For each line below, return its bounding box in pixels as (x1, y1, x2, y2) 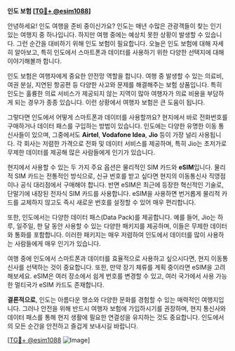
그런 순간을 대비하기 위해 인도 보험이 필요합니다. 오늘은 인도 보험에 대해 (16, 39, 211, 48)
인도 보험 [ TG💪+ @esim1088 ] (7, 7, 91, 15)
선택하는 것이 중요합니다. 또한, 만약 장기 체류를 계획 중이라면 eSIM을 (25, 263, 213, 271)
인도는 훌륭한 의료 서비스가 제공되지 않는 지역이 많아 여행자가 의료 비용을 (7, 89, 206, 98)
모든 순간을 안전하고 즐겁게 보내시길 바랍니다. (14, 322, 139, 330)
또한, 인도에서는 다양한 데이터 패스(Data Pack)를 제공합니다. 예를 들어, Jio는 (7, 213, 216, 221)
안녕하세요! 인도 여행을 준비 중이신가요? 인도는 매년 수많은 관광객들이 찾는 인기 (7, 22, 222, 30)
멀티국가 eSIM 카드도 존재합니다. (14, 281, 105, 289)
